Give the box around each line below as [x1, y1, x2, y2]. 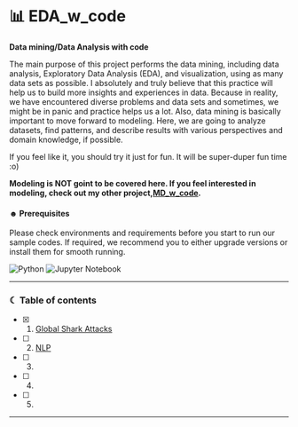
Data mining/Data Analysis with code [9, 41, 149, 52]
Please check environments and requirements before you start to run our [9, 227, 276, 239]
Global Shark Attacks [35, 324, 113, 335]
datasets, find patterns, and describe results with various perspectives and [9, 124, 283, 135]
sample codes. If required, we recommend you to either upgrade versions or [9, 237, 288, 248]
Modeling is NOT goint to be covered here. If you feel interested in [9, 178, 256, 188]
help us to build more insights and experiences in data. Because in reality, [9, 87, 278, 98]
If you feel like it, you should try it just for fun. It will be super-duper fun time [9, 151, 287, 162]
